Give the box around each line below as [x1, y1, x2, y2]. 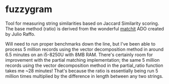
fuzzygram [5, 4, 52, 15]
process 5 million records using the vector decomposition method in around [5, 46, 164, 52]
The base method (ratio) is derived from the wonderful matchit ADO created [5, 25, 164, 31]
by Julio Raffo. [5, 31, 36, 37]
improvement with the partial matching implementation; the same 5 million [5, 57, 160, 63]
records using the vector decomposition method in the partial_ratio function [5, 62, 163, 68]
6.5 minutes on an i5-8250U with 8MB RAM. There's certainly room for [5, 52, 153, 58]
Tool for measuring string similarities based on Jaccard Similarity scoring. [5, 20, 159, 26]
